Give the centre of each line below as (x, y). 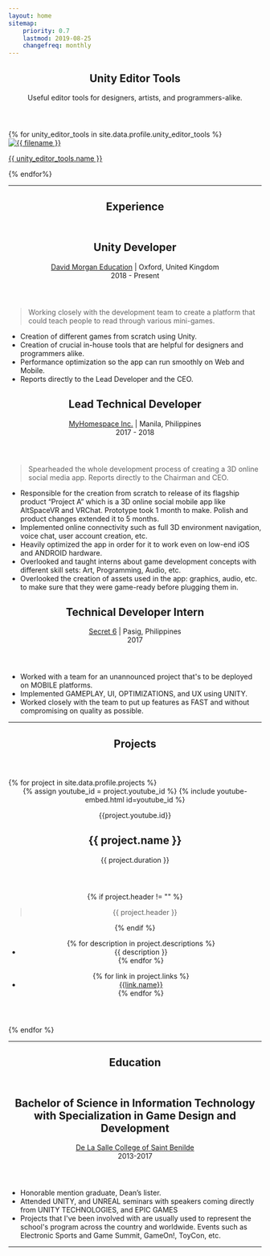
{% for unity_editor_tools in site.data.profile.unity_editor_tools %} (115, 134)
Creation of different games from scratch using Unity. (108, 336)
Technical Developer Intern (135, 612)
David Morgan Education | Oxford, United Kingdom (135, 267)
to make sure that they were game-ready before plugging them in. (129, 587)
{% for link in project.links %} (141, 976)
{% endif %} (135, 928)
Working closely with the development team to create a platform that (141, 312)
